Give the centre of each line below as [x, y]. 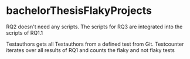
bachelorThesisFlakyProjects [79, 11]
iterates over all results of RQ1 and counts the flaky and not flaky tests [90, 50]
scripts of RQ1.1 [24, 32]
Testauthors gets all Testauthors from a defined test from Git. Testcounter [95, 44]
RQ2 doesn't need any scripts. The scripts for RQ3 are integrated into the [94, 27]
